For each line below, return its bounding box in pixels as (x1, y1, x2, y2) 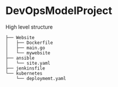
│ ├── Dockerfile (5, 40, 53, 46)
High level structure (5, 23, 53, 30)
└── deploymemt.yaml (16, 75, 66, 81)
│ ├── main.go (5, 45, 45, 51)
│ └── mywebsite (5, 50, 50, 56)
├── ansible (5, 55, 35, 61)
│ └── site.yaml (5, 60, 50, 66)
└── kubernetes (5, 70, 43, 76)
